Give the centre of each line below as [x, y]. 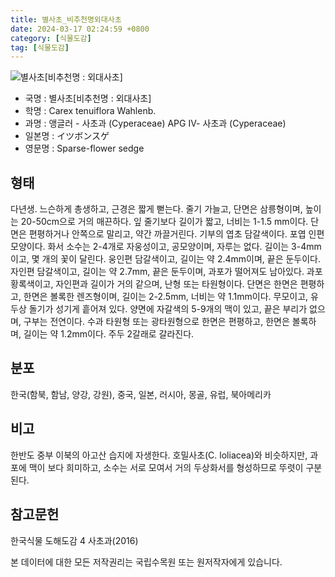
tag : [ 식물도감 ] [40, 47]
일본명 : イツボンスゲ [67, 136]
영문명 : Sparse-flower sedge [84, 148]
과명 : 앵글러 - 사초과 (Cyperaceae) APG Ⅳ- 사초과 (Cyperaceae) [155, 123]
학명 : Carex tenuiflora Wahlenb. [90, 111]
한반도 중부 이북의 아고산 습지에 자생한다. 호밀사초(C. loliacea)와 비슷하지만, [159, 455]
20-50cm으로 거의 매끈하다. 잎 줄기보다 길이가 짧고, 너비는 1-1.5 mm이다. [164, 222]
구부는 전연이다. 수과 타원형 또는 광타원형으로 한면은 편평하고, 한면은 [156, 322]
